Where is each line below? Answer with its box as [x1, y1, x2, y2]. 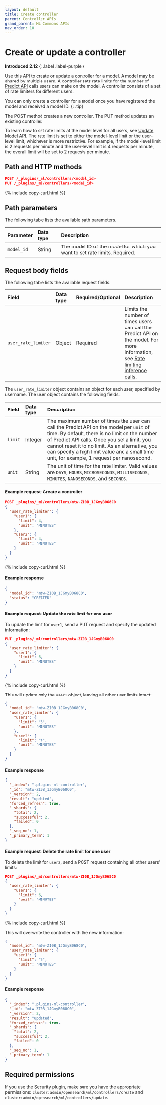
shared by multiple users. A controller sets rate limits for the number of [5, 78, 149, 84]
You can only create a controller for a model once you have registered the [5, 98, 155, 104]
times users [124, 318, 152, 325]
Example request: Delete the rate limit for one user [5, 848, 111, 855]
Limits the [124, 306, 148, 313]
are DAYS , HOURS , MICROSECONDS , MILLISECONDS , [47, 469, 149, 476]
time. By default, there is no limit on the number [47, 430, 157, 437]
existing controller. [5, 118, 43, 124]
